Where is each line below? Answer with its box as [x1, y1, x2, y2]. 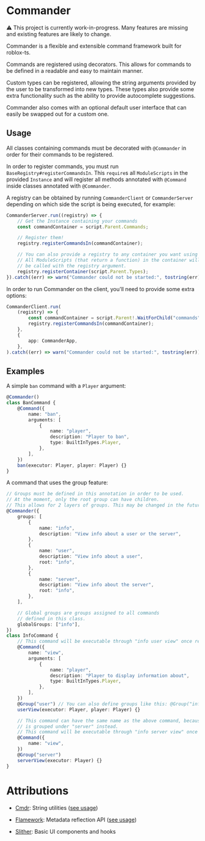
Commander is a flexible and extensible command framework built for [6, 42, 182, 50]
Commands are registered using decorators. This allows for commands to [6, 61, 192, 68]
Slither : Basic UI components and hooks [15, 828, 116, 835]
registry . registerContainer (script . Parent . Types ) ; [17, 269, 149, 275]
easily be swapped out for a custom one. [6, 110, 109, 117]
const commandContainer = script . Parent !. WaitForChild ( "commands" [28, 315, 201, 321]
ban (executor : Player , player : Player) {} [17, 462, 127, 469]
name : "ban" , [28, 411, 62, 417]
